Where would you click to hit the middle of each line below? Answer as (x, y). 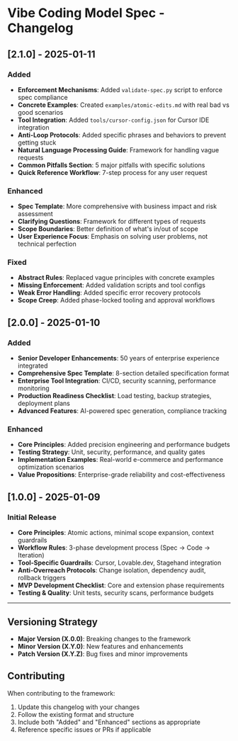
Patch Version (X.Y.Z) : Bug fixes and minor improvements (103, 654)
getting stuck (37, 142)
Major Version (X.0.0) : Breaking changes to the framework (104, 638)
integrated (33, 366)
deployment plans (44, 403)
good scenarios (40, 112)
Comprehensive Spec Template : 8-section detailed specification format (123, 373)
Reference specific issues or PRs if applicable (84, 729)
